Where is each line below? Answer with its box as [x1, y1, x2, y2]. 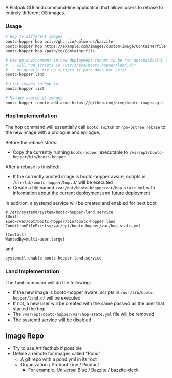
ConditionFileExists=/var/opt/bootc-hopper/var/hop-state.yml [5, 223, 141, 229]
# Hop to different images [5, 34, 63, 39]
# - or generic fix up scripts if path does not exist [5, 67, 127, 72]
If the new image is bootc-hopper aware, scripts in [12, 289, 120, 295]
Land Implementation [5, 268, 60, 275]
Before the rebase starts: [5, 140, 58, 146]
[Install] [5, 232, 27, 237]
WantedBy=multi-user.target [5, 237, 66, 242]
